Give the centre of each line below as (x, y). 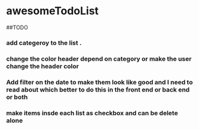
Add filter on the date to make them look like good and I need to (99, 82)
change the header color (43, 66)
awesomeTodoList (53, 11)
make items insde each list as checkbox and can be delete (92, 113)
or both (17, 97)
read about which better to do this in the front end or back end (98, 89)
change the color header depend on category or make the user (99, 59)
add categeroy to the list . (44, 43)
